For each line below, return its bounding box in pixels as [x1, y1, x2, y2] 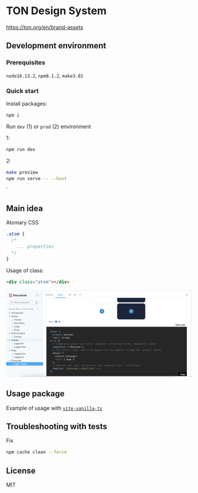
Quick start [6, 87, 39, 95]
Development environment [6, 41, 107, 51]
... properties [16, 243, 54, 249]
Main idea [6, 203, 43, 213]
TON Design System [6, 4, 107, 18]
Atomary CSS [6, 219, 39, 226]
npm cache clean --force [6, 449, 67, 455]
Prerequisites [6, 58, 45, 67]
